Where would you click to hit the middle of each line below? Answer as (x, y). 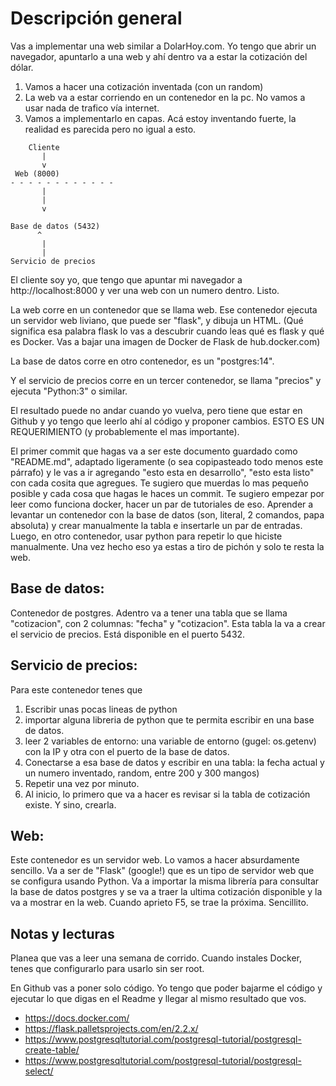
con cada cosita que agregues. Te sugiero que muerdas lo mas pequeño (159, 483)
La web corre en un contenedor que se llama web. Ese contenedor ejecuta (164, 309)
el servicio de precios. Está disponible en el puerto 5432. (128, 634)
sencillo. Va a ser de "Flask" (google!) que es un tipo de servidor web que (162, 871)
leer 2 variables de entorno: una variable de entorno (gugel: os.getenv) (170, 741)
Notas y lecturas (62, 933)
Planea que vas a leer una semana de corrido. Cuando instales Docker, (156, 958)
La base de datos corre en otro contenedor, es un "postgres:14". (142, 361)
